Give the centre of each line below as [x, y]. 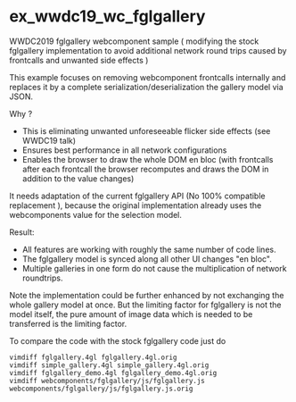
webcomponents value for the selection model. [96, 214]
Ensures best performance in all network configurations [124, 150]
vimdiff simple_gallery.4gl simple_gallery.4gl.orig [109, 365]
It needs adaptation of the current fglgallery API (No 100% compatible [137, 196]
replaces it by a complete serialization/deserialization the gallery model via [146, 87]
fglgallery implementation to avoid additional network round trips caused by [148, 50]
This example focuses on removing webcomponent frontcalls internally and [148, 77]
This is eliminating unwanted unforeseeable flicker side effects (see [146, 130]
